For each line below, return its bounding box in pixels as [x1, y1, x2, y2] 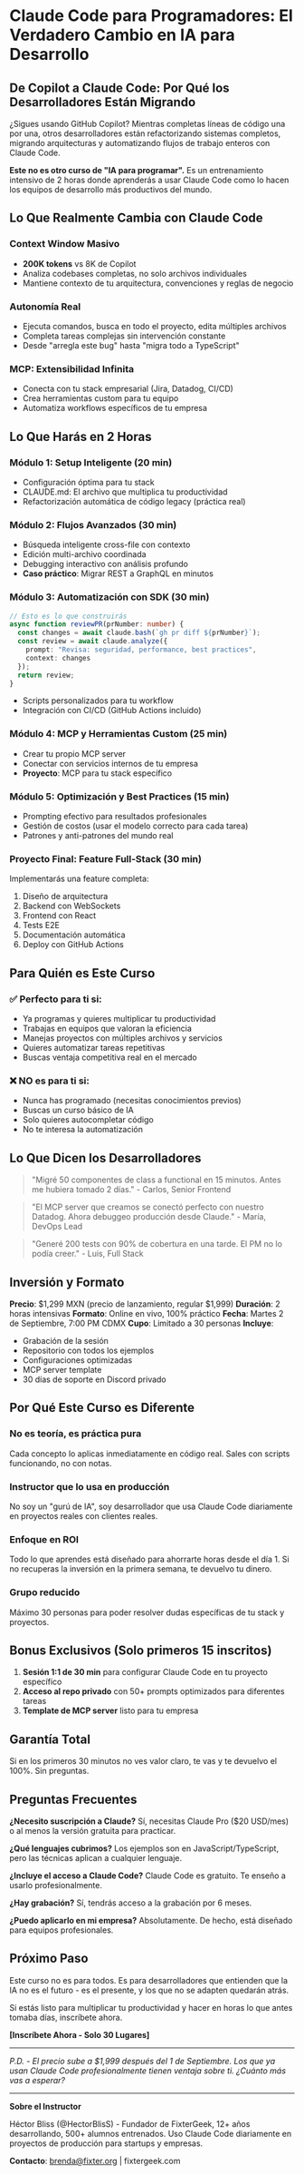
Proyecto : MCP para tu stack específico [22, 768, 173, 779]
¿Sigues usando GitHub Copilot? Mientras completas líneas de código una [9, 119, 286, 129]
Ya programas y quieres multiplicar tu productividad [22, 1014, 216, 1024]
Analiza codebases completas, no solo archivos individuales [22, 268, 247, 279]
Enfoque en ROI [9, 1533, 80, 1545]
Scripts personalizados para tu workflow [22, 695, 174, 706]
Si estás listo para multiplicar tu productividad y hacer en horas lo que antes [9, 2002, 293, 2013]
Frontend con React [22, 910, 97, 921]
